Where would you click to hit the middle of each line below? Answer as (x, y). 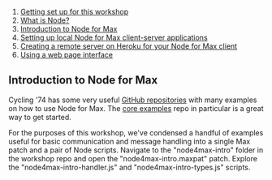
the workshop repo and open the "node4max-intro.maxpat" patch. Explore (133, 158)
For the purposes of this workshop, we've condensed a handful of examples (136, 132)
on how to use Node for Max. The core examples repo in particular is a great (136, 108)
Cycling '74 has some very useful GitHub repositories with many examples (133, 100)
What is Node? (45, 20)
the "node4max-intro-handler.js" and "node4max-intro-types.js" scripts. (130, 167)
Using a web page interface (67, 55)
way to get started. (40, 117)
